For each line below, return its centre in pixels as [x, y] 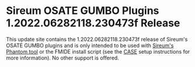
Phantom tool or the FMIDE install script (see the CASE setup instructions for [98, 51]
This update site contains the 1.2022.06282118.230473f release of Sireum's [97, 39]
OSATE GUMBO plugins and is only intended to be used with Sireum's [90, 45]
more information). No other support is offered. [63, 58]
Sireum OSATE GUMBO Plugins [83, 11]
